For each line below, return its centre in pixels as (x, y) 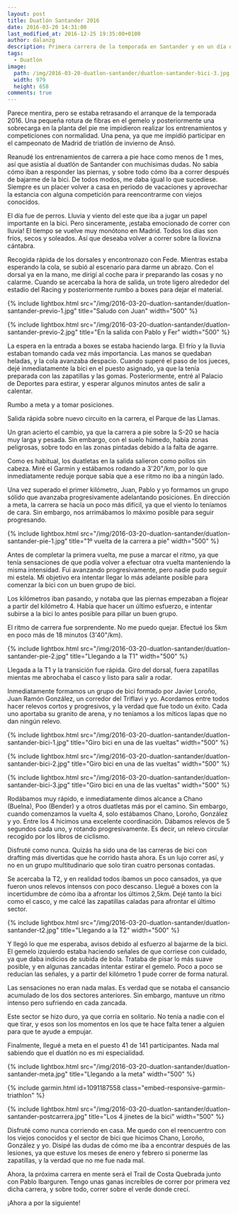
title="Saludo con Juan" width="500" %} (138, 311)
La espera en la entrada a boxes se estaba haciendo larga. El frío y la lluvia (116, 346)
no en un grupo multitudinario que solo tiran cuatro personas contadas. (111, 866)
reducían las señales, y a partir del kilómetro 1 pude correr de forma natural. (118, 974)
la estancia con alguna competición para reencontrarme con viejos (105, 195)
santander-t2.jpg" (33, 930)
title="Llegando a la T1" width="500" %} (129, 657)
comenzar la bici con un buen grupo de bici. (72, 585)
